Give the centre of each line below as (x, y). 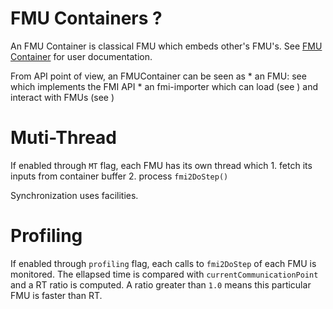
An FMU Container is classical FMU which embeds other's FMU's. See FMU (166, 46)
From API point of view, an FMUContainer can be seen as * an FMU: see (158, 76)
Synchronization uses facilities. (74, 195)
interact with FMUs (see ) (62, 97)
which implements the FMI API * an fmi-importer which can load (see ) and (164, 86)
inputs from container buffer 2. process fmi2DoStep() (119, 176)
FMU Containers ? (86, 18)
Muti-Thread (64, 138)
